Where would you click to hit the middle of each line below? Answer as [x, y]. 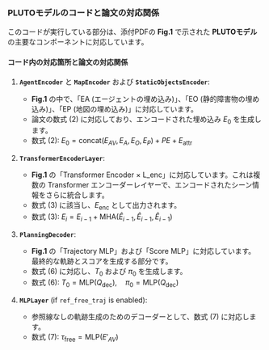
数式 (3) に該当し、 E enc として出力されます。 [106, 206]
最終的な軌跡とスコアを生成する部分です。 [102, 261]
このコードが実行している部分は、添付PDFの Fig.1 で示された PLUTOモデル [132, 32]
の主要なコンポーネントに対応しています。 [78, 42]
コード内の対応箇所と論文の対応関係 [68, 61]
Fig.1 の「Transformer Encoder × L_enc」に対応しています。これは [142, 175]
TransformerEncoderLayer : [62, 158]
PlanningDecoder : [48, 234]
